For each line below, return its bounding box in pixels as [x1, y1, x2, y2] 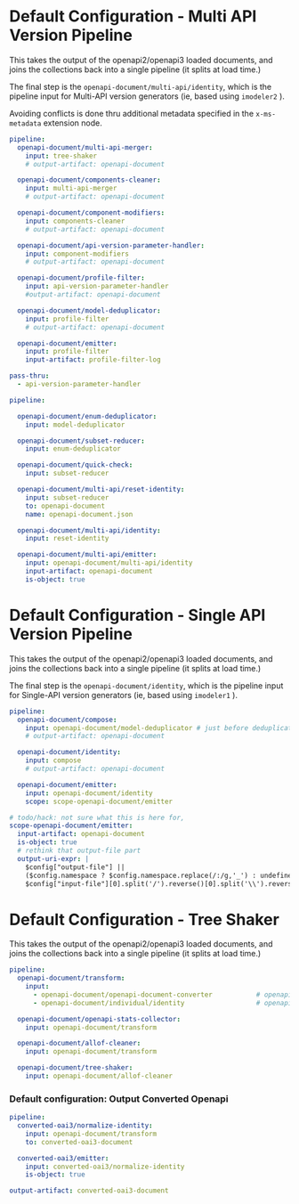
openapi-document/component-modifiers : [17, 208, 166, 217]
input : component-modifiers [25, 249, 129, 258]
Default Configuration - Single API [9, 606, 266, 625]
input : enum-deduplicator [25, 444, 122, 453]
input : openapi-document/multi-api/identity [25, 558, 193, 567]
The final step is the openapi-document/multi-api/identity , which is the [9, 81, 272, 92]
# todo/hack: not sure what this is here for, [9, 813, 185, 822]
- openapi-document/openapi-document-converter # [32, 990, 261, 999]
